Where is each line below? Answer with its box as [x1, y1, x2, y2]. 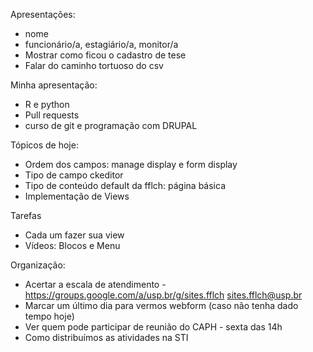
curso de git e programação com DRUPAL [24, 120, 198, 131]
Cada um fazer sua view [24, 229, 125, 241]
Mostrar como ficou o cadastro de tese [24, 49, 187, 61]
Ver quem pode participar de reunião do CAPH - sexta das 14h [24, 321, 283, 333]
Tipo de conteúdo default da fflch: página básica [24, 180, 226, 191]
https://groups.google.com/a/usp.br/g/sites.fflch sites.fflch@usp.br [24, 289, 303, 301]
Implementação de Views [24, 190, 130, 202]
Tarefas [10, 210, 42, 221]
